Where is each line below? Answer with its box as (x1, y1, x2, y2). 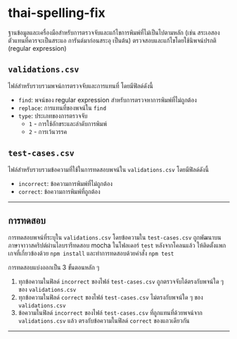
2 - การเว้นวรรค (28, 127, 68, 135)
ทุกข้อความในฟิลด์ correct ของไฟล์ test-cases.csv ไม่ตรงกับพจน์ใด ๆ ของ (18, 293, 203, 302)
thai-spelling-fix (8, 5, 105, 21)
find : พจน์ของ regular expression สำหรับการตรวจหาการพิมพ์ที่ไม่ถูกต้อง (18, 95, 197, 104)
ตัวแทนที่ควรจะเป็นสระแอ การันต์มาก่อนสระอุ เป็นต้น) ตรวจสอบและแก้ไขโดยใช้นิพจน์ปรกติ (8, 36, 217, 44)
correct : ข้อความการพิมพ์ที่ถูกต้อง (18, 187, 101, 195)
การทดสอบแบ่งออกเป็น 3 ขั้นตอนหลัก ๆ (8, 263, 100, 272)
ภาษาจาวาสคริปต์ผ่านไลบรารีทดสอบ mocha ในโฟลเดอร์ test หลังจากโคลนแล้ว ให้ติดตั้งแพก (8, 241, 226, 249)
